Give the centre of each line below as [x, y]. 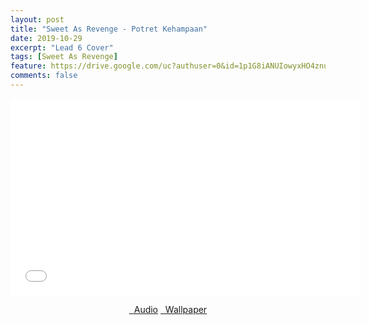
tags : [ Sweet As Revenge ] [64, 57]
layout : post [37, 19]
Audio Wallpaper [170, 309]
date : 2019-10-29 [46, 38]
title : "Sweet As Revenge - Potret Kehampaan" [109, 29]
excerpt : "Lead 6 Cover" [62, 47]
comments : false [44, 76]
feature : [28, 66]
